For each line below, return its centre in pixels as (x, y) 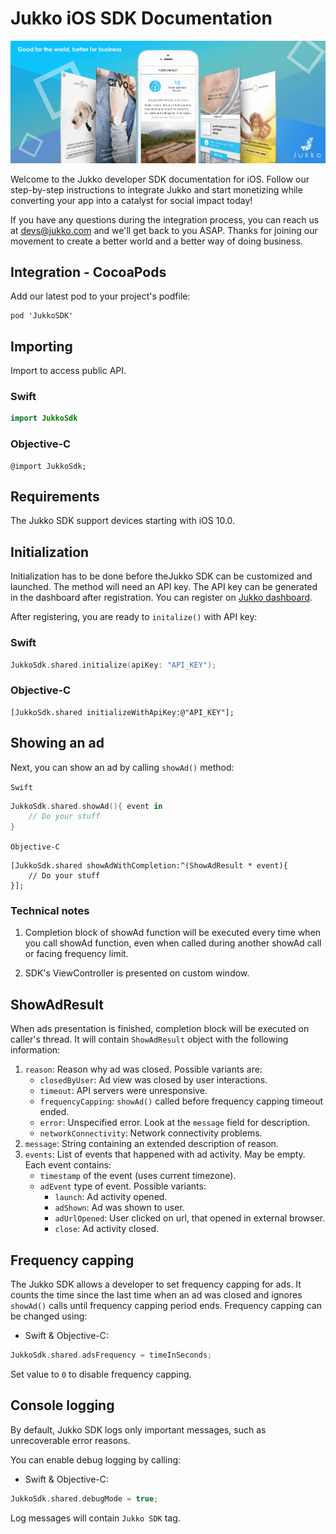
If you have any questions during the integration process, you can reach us (165, 219)
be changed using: (49, 1316)
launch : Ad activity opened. (111, 1197)
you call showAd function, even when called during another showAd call (173, 943)
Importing (41, 346)
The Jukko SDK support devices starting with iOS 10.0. (123, 521)
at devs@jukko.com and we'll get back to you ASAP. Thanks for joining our (164, 230)
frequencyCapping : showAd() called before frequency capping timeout (181, 1101)
